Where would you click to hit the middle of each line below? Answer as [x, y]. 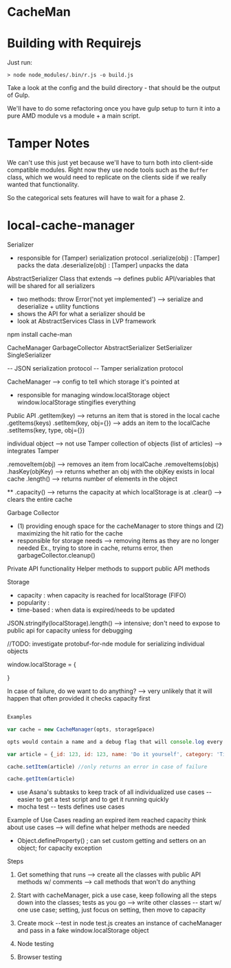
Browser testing [40, 957]
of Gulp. [19, 95]
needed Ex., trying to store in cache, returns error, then [95, 548]
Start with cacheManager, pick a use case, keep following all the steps [117, 895]
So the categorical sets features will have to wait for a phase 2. [96, 198]
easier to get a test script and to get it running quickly [93, 800]
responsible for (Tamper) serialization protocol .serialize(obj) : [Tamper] [118, 258]
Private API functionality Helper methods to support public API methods [109, 569]
